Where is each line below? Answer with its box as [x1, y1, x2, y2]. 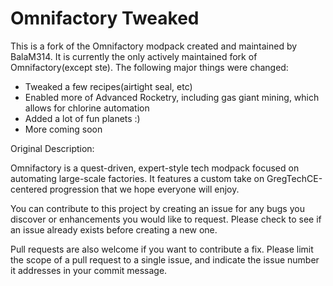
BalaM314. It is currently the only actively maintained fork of [10, 50, 258, 62]
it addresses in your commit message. [10, 264, 168, 276]
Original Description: [10, 142, 95, 154]
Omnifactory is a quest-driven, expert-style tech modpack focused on [10, 162, 300, 174]
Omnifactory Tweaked [10, 7, 200, 30]
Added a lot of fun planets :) [24, 112, 141, 124]
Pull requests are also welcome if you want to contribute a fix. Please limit [10, 243, 314, 255]
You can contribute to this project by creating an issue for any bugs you [10, 202, 305, 214]
